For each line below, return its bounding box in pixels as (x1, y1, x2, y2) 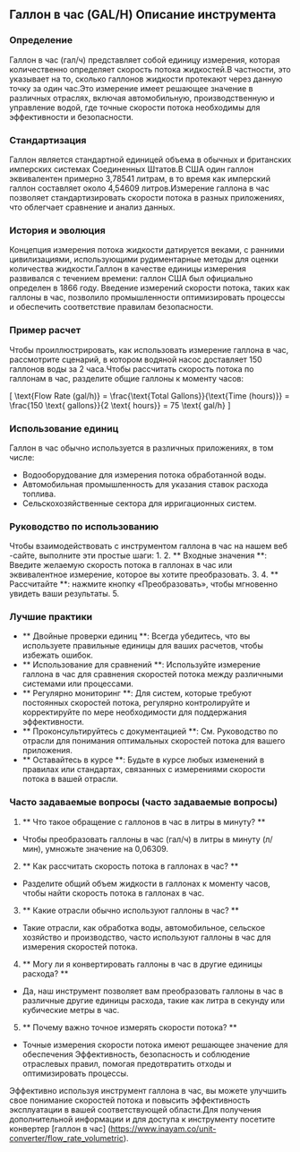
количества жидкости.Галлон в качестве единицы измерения (9, 263, 246, 274)
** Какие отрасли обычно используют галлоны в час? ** (21, 905, 240, 916)
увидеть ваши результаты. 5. (9, 589, 120, 599)
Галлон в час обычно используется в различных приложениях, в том (9, 443, 274, 453)
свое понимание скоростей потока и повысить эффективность (9, 1095, 251, 1105)
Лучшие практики (9, 611, 92, 623)
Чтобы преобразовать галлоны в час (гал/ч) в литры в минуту (21, 833, 261, 845)
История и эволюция (9, 224, 106, 236)
